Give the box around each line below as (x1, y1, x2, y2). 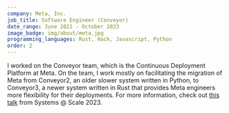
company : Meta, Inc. (7, 10, 67, 17)
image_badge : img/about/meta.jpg (7, 29, 104, 37)
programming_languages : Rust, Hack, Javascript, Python (7, 36, 172, 43)
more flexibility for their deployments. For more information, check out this (7, 91, 220, 99)
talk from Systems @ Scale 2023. (7, 98, 103, 106)
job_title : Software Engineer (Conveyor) (7, 17, 129, 24)
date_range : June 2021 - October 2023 (7, 23, 119, 30)
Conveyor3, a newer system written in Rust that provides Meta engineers (7, 84, 216, 92)
